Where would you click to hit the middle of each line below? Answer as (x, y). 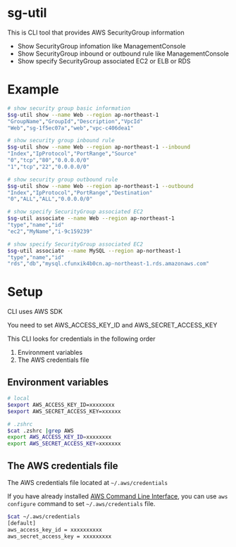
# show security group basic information (69, 108)
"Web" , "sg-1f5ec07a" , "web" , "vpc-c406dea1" (70, 128)
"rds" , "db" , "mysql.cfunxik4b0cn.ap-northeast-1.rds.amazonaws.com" (108, 264)
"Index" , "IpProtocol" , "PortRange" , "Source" (72, 154)
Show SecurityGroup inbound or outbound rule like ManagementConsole (123, 54)
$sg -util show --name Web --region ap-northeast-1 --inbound (99, 147)
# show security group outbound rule (63, 180)
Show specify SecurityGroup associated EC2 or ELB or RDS (104, 61)
